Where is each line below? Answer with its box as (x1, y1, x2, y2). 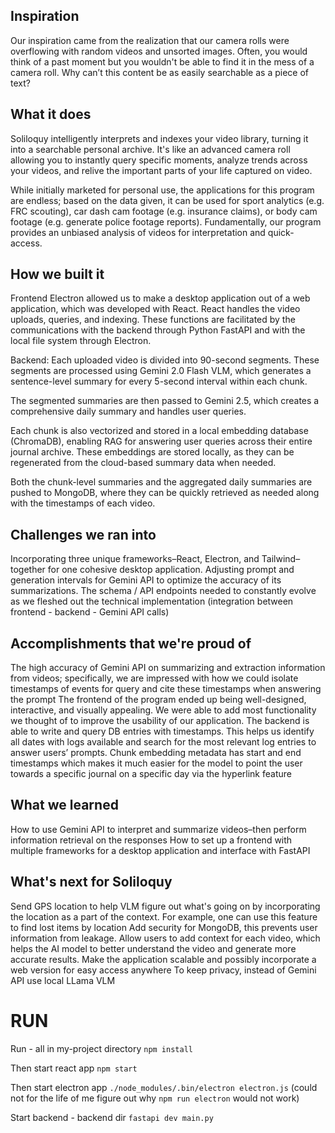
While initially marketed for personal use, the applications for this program (10, 184, 315, 196)
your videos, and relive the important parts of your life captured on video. (10, 164, 313, 176)
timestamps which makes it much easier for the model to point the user (10, 757, 303, 769)
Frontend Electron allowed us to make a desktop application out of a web (10, 292, 311, 304)
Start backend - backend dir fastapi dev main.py (10, 1111, 214, 1123)
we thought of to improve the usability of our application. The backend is (10, 715, 310, 727)
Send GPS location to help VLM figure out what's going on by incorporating (10, 900, 321, 912)
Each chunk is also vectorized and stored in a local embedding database (10, 425, 309, 437)
